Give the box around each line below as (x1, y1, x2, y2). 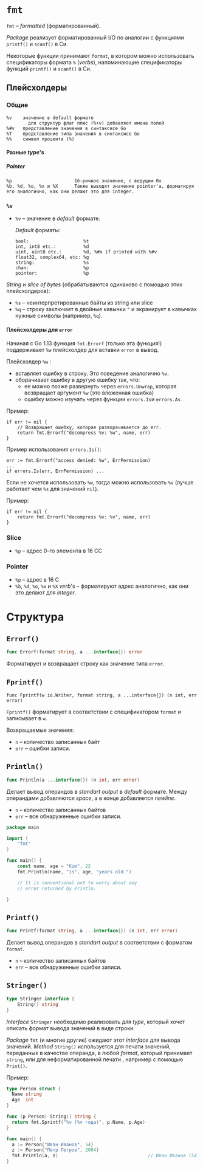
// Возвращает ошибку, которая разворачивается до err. (17, 424, 162, 430)
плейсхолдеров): (6, 287, 50, 295)
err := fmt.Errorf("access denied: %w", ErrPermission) (6, 457, 151, 463)
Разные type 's (6, 149, 44, 156)
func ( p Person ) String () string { (6, 1113, 97, 1120)
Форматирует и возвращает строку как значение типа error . (6, 660, 165, 667)
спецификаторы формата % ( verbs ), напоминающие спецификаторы (6, 58, 182, 66)
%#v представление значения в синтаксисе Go (6, 125, 126, 131)
